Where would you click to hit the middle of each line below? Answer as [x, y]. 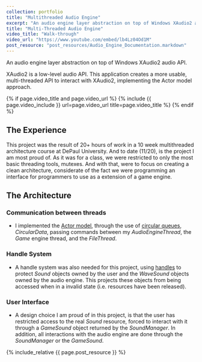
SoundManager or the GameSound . [59, 340]
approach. [19, 87]
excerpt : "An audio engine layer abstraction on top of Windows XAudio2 [99, 23]
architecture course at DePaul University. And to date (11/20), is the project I [100, 151]
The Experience [37, 130]
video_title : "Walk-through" [43, 34]
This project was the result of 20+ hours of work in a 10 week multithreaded [100, 144]
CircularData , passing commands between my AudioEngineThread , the [103, 232]
